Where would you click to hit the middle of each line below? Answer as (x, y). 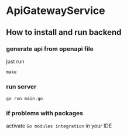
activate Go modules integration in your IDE (59, 126)
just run (15, 61)
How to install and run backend (64, 32)
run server (21, 87)
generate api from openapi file (50, 49)
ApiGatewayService (56, 11)
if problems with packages (45, 113)
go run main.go (25, 99)
